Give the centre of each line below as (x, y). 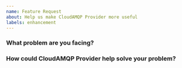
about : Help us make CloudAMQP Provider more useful (72, 17)
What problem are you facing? (50, 43)
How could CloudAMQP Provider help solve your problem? (91, 59)
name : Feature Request (34, 11)
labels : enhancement (31, 22)
